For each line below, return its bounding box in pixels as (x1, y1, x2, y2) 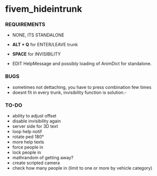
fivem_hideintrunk (5, 3, 82, 15)
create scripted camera (12, 160, 60, 166)
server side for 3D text (12, 123, 58, 129)
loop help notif (12, 129, 42, 135)
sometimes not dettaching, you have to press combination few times (12, 84, 152, 90)
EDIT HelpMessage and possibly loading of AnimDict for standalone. (12, 60, 152, 67)
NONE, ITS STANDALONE (12, 32, 65, 38)
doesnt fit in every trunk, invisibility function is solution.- (12, 89, 127, 95)
